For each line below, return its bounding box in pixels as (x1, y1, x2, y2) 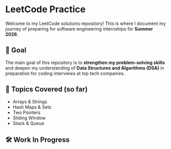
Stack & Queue (12, 120, 44, 126)
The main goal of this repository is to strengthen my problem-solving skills (5, 59, 165, 66)
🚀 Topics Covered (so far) (5, 85, 88, 94)
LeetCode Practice (5, 4, 86, 15)
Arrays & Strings (12, 98, 47, 105)
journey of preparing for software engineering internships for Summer (5, 25, 153, 32)
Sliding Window (12, 114, 46, 121)
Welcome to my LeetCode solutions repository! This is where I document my (5, 20, 166, 26)
